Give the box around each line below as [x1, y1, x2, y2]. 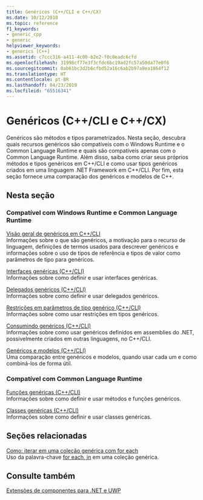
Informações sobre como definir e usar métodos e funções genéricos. [6, 395, 182, 402]
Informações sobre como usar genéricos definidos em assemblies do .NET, [6, 328, 195, 336]
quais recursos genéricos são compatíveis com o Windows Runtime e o [6, 140, 185, 147]
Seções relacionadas [6, 431, 87, 441]
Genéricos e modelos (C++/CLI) [6, 346, 87, 354]
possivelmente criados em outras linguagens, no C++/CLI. [6, 335, 152, 342]
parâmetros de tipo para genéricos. [6, 255, 95, 263]
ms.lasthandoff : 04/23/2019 [6, 83, 78, 89]
